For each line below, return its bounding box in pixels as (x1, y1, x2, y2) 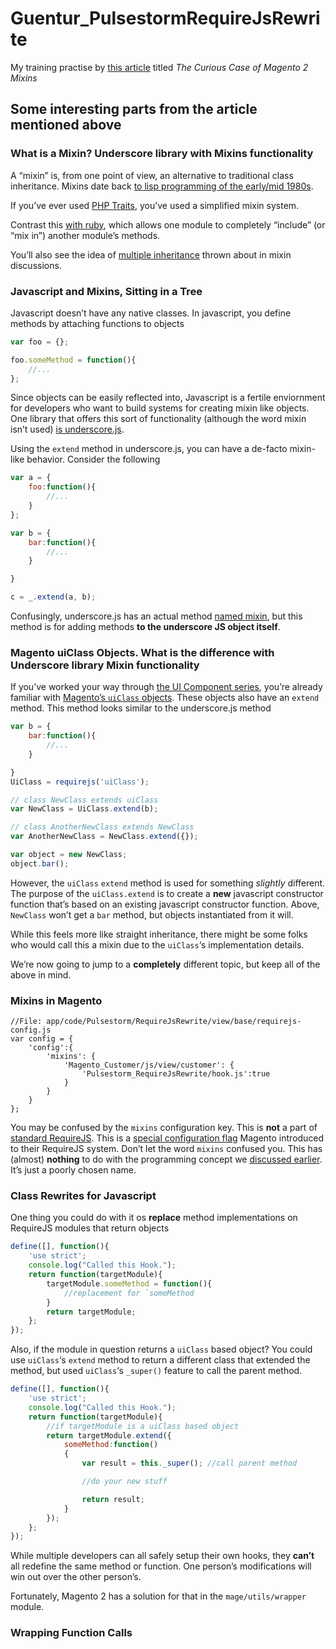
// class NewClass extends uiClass (10, 795, 159, 805)
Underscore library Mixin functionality (10, 658, 200, 672)
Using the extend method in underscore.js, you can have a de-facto (10, 443, 288, 455)
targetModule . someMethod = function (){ (46, 1278, 213, 1289)
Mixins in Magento (10, 993, 103, 1007)
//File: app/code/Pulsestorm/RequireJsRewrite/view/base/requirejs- (10, 1017, 302, 1027)
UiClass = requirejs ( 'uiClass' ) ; (10, 777, 150, 787)
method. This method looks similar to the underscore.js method (10, 702, 272, 714)
